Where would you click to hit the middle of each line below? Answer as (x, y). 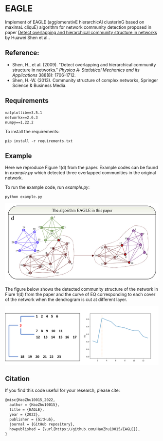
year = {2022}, (25, 415)
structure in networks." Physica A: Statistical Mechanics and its (76, 70)
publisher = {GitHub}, (32, 420)
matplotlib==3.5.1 (24, 113)
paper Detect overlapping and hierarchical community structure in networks (81, 32)
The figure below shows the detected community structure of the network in (81, 289)
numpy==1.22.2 (19, 122)
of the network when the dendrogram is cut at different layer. (66, 300)
